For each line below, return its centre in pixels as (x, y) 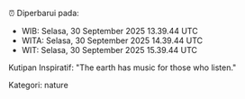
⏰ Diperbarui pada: (44, 13)
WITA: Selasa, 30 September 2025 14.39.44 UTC (112, 40)
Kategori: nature (38, 85)
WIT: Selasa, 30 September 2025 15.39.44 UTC (109, 50)
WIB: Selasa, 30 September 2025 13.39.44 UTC (110, 31)
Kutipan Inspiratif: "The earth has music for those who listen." (122, 67)
